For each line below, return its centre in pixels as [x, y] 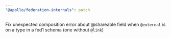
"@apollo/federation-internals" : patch [48, 10]
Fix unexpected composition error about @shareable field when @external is [86, 24]
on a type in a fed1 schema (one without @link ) [54, 30]
